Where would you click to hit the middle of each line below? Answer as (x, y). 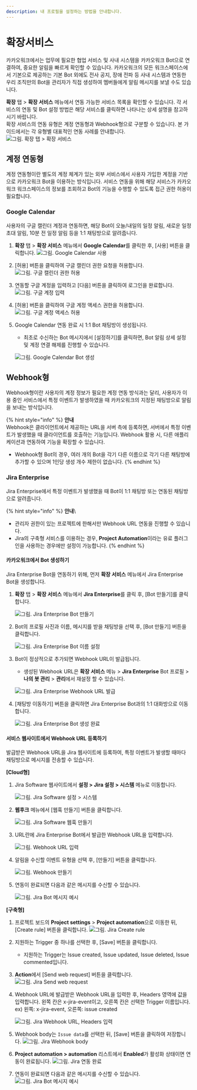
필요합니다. (19, 196)
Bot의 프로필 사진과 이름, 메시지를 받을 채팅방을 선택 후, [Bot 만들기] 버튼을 (101, 626)
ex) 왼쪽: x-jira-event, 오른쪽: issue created (66, 1009)
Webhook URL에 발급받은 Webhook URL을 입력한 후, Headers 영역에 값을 (101, 995)
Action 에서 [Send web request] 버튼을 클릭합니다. (74, 975)
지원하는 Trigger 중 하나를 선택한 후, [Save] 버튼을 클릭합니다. (86, 942)
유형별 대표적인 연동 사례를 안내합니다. (81, 131)
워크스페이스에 (171, 67)
